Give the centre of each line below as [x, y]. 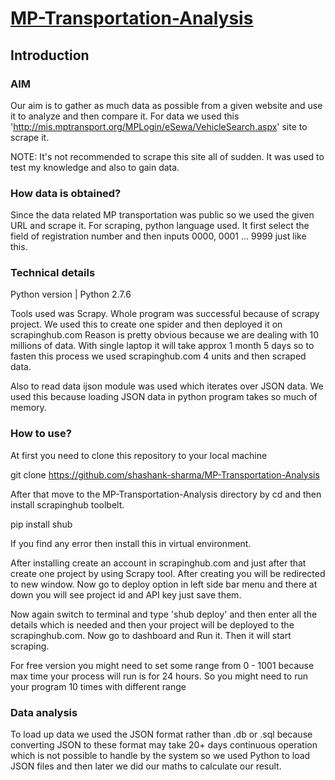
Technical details [53, 273]
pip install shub [41, 524]
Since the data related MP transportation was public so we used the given [162, 215]
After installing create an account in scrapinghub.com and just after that [158, 563]
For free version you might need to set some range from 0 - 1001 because [162, 665]
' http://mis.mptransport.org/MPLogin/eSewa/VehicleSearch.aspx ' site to [159, 126]
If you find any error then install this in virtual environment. [131, 543]
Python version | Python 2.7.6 [71, 294]
